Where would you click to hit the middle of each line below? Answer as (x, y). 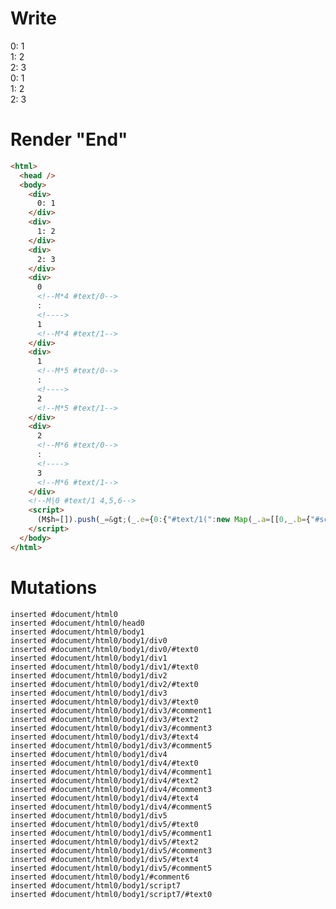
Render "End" (69, 139)
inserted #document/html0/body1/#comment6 (100, 877)
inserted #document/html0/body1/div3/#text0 (104, 702)
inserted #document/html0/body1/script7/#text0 (111, 894)
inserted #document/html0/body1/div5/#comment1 (111, 833)
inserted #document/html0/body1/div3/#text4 (104, 737)
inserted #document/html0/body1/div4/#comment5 (111, 807)
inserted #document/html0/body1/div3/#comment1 (111, 710)
